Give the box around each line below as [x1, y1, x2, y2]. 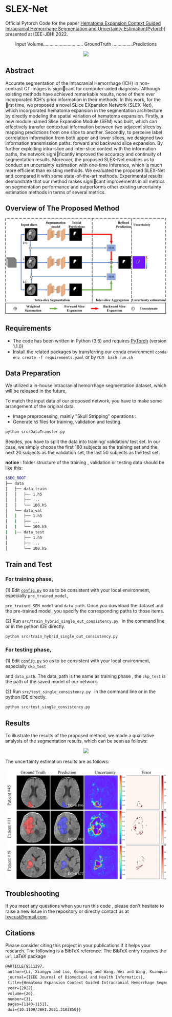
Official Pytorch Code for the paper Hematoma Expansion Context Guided [5, 20, 161, 26]
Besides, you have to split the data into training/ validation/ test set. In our [5, 438, 160, 445]
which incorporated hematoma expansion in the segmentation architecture [5, 107, 163, 113]
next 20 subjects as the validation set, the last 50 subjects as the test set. [5, 450, 160, 456]
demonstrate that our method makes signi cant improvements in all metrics [5, 178, 165, 184]
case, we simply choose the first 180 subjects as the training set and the [5, 444, 158, 450]
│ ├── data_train [5, 486, 47, 492]
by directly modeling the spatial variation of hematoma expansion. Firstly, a [5, 112, 164, 119]
